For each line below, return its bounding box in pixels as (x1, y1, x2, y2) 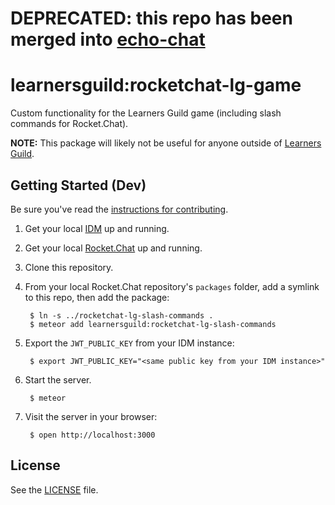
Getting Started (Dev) (10, 177, 147, 194)
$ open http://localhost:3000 (29, 430, 156, 440)
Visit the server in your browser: (24, 410, 158, 422)
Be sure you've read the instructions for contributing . (10, 203, 229, 215)
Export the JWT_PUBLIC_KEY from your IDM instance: (24, 337, 235, 349)
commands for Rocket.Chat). (10, 118, 129, 130)
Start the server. (24, 373, 92, 386)
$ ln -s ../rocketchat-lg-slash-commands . (29, 310, 214, 321)
